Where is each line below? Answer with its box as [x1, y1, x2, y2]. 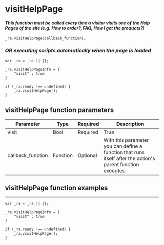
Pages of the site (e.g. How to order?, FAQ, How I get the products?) [5, 25, 145, 31]
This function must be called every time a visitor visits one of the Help [5, 20, 150, 25]
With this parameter [103, 136, 149, 143]
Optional [77, 152, 97, 158]
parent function [103, 161, 139, 168]
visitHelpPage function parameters [5, 106, 114, 114]
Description [116, 120, 144, 127]
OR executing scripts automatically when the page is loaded [5, 47, 151, 54]
